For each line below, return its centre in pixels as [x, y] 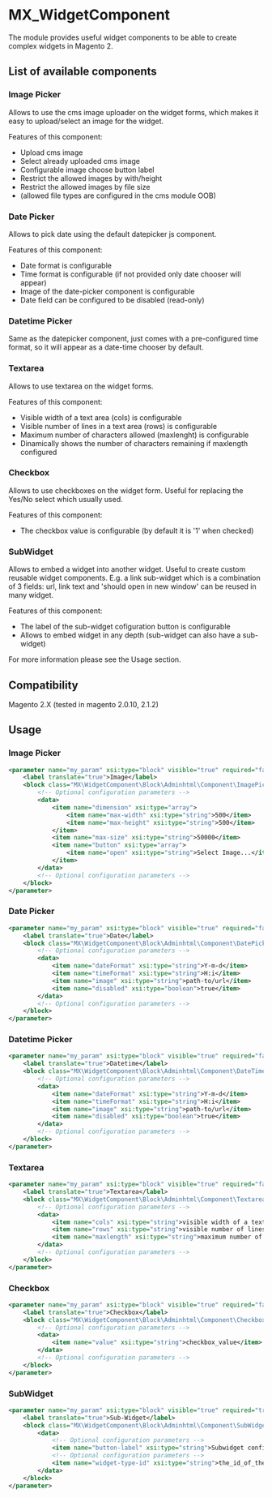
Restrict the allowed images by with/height [91, 178]
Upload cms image [51, 152]
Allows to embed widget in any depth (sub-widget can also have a [130, 635]
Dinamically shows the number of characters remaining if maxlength [134, 443]
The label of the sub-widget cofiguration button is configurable [125, 627]
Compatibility [43, 685]
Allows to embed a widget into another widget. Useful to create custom [127, 569]
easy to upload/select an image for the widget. [86, 121]
